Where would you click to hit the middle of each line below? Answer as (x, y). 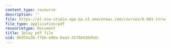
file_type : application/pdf (35, 24)
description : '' (22, 14)
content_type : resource (31, 10)
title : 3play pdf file (29, 33)
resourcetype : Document (31, 28)
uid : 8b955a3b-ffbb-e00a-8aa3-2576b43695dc (52, 38)
